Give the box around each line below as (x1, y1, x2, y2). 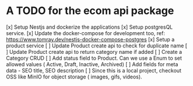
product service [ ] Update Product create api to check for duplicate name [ (6, 42, 188, 49)
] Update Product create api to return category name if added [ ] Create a (6, 48, 183, 55)
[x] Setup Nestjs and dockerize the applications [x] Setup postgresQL (6, 23, 173, 30)
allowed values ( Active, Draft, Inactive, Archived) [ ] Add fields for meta (6, 60, 178, 68)
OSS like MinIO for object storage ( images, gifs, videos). (6, 73, 142, 80)
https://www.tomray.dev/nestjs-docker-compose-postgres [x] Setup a (6, 36, 175, 43)
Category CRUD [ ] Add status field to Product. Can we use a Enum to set (6, 54, 183, 61)
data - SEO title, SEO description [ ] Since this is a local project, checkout (6, 67, 182, 74)
